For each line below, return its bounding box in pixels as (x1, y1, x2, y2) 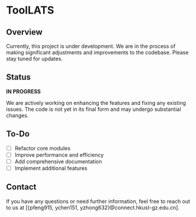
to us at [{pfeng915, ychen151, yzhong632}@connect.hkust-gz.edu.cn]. (6, 204, 180, 211)
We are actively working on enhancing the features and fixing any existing (6, 99, 186, 106)
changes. (6, 111, 29, 119)
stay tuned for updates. (6, 55, 63, 62)
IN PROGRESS (6, 88, 41, 95)
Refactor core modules (14, 144, 71, 152)
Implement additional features (14, 165, 87, 172)
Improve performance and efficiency (14, 151, 104, 158)
